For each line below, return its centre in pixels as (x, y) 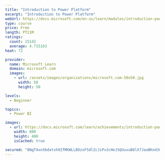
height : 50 (29, 87)
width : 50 (28, 82)
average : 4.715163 (28, 46)
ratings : (14, 37)
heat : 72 (14, 51)
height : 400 (26, 136)
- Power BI (21, 114)
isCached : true (29, 141)
